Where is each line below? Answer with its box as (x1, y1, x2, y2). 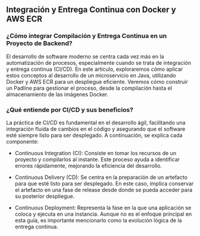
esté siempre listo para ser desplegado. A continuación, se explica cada (6, 131, 183, 139)
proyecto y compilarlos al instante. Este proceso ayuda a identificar (14, 156, 180, 163)
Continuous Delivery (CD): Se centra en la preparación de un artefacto (14, 174, 187, 181)
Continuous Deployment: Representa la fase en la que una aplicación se (14, 204, 192, 211)
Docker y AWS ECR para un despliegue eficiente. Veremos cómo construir (6, 78, 189, 85)
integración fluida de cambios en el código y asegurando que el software (6, 125, 186, 133)
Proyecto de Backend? (6, 39, 73, 48)
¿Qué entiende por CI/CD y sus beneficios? (6, 105, 134, 114)
